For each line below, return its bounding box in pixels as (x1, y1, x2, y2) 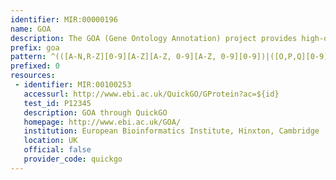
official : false (23, 145, 92, 155)
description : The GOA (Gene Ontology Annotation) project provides (10, 33, 298, 43)
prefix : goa (10, 42, 60, 53)
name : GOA (10, 24, 52, 34)
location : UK (23, 136, 78, 146)
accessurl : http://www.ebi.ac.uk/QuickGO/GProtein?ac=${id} (23, 89, 280, 99)
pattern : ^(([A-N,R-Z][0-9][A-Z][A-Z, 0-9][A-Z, (10, 52, 217, 62)
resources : (10, 71, 56, 81)
